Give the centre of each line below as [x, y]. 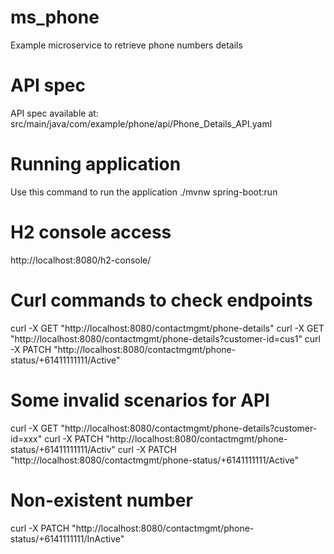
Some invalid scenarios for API [140, 400]
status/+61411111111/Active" [65, 360]
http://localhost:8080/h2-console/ [81, 260]
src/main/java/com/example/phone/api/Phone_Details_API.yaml [141, 123]
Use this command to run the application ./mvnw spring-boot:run [144, 192]
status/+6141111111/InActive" [67, 538]
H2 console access [91, 232]
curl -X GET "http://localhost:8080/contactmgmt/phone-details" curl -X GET [167, 328]
